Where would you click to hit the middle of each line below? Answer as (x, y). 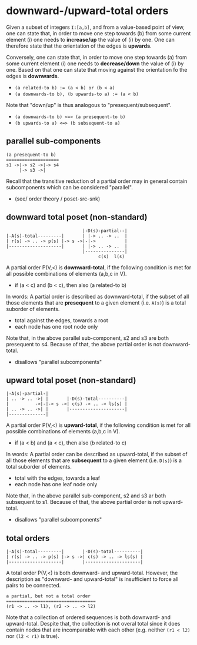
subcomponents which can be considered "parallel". (70, 187)
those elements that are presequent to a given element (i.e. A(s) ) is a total (96, 303)
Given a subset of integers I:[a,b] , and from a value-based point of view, (96, 27)
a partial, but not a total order (49, 596)
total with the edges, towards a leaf (57, 478)
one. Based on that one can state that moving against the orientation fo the (97, 69)
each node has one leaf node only (56, 484)
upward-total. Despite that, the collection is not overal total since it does (93, 624)
